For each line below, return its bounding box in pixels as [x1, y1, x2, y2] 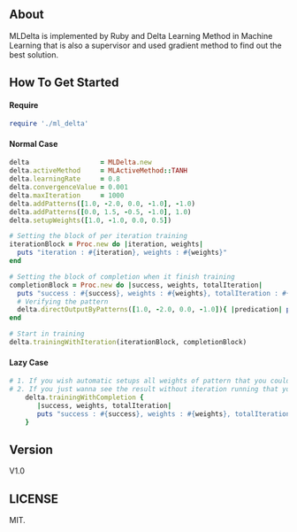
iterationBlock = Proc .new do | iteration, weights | [9, 240, 203, 249]
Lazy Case [9, 357, 49, 367]
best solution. [9, 49, 59, 60]
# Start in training [9, 329, 86, 339]
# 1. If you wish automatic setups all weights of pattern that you [9, 376, 267, 386]
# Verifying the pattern [17, 297, 109, 306]
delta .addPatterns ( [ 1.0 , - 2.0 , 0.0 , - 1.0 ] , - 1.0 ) [9, 199, 196, 208]
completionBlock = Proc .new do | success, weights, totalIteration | [9, 281, 263, 289]
